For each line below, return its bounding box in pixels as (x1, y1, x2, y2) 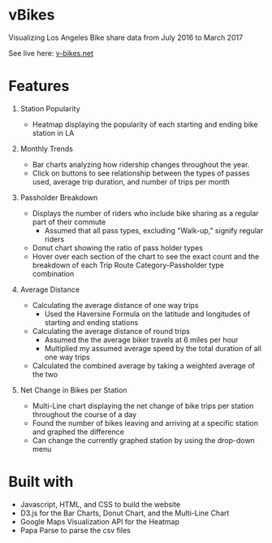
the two (32, 369, 58, 379)
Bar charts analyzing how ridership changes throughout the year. (32, 159, 250, 169)
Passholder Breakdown (19, 193, 98, 202)
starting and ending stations (44, 317, 139, 327)
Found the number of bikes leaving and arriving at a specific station (32, 418, 258, 428)
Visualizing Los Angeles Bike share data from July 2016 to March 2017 (8, 33, 244, 42)
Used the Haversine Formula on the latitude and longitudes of (44, 309, 250, 319)
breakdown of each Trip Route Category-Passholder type (32, 260, 225, 270)
